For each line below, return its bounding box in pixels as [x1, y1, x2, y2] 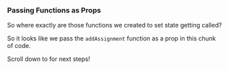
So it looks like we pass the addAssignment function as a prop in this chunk [7, 34, 216, 43]
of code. [7, 42, 31, 50]
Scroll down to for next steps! [7, 55, 91, 63]
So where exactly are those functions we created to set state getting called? [7, 21, 222, 30]
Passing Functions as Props [7, 5, 101, 15]
